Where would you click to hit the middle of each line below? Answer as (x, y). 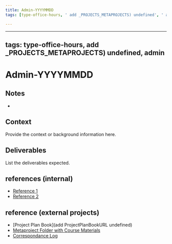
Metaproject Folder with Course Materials (57, 230)
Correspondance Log (35, 236)
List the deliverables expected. (38, 163)
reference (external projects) (52, 213)
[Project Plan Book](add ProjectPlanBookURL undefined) (72, 225)
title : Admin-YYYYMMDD (29, 10)
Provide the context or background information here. (61, 134)
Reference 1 (25, 191)
